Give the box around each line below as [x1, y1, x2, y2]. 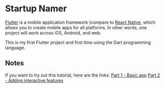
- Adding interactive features [5, 77, 64, 83]
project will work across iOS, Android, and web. [5, 30, 101, 36]
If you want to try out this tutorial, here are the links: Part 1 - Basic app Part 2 [5, 72, 160, 78]
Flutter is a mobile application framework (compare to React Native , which [5, 19, 156, 25]
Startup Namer [5, 3, 67, 14]
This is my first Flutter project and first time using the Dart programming [5, 39, 151, 45]
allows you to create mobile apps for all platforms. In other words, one [5, 24, 147, 30]
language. [5, 44, 26, 50]
